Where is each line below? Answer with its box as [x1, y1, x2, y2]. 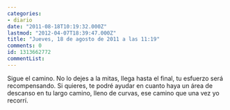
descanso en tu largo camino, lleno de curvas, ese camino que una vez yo [7, 89, 220, 97]
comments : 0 [7, 42, 42, 49]
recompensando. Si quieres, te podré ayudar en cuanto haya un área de [7, 81, 213, 90]
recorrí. [7, 96, 28, 104]
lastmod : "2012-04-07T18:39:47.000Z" [7, 29, 117, 37]
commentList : [7, 55, 45, 62]
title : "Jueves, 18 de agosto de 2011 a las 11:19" [7, 36, 160, 43]
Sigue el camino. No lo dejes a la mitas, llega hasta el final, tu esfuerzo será [7, 74, 224, 82]
